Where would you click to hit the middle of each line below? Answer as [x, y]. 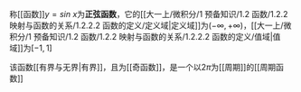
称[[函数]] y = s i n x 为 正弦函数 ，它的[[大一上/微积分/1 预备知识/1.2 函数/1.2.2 [149, 14]
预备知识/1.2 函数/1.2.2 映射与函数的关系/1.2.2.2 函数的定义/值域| [153, 37]
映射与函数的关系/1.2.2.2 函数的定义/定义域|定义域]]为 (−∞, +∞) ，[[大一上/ [146, 25]
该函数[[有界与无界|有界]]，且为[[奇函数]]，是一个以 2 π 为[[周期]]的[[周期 [143, 67]
